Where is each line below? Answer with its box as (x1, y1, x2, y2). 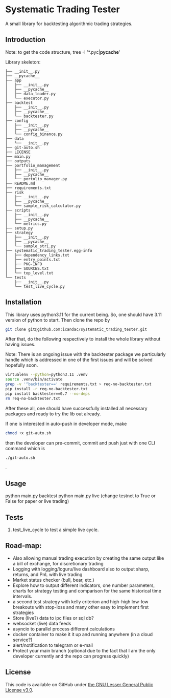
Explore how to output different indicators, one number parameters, (12, 582, 155, 588)
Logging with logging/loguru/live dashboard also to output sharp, (12, 566, 150, 572)
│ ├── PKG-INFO (5, 261, 42, 267)
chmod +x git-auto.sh (5, 430, 52, 436)
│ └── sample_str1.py (5, 243, 56, 249)
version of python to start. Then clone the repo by (5, 316, 110, 323)
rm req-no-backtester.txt (5, 396, 60, 401)
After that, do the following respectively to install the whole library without (5, 336, 161, 342)
